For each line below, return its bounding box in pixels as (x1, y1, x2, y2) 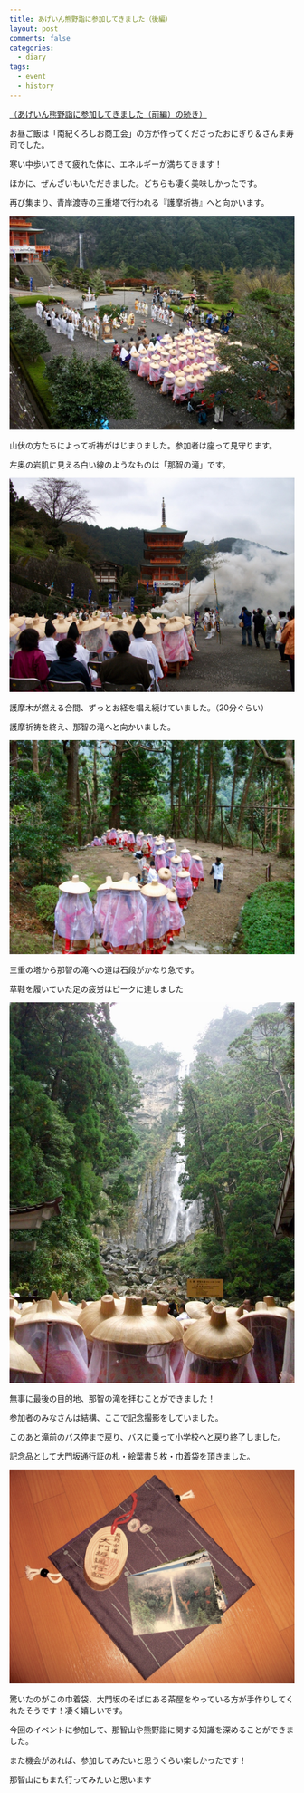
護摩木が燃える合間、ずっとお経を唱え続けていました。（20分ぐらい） (9, 702, 269, 713)
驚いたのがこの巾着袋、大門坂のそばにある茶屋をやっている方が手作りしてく (9, 1693, 294, 1704)
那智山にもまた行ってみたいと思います (9, 1774, 152, 1785)
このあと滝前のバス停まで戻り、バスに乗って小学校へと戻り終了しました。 (9, 1432, 287, 1442)
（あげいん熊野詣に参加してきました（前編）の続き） (9, 109, 208, 120)
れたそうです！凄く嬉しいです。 (9, 1704, 128, 1716)
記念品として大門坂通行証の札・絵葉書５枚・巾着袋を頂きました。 (9, 1451, 255, 1461)
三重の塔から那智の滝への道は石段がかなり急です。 (9, 964, 199, 975)
